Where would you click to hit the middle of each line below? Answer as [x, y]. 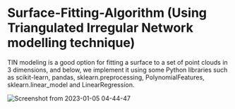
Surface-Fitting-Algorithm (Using [107, 13]
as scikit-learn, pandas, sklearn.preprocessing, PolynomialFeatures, [106, 77]
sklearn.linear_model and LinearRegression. [71, 84]
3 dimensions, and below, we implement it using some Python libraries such [117, 70]
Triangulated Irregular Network [101, 28]
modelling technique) [71, 43]
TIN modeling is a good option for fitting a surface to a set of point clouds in [117, 62]
